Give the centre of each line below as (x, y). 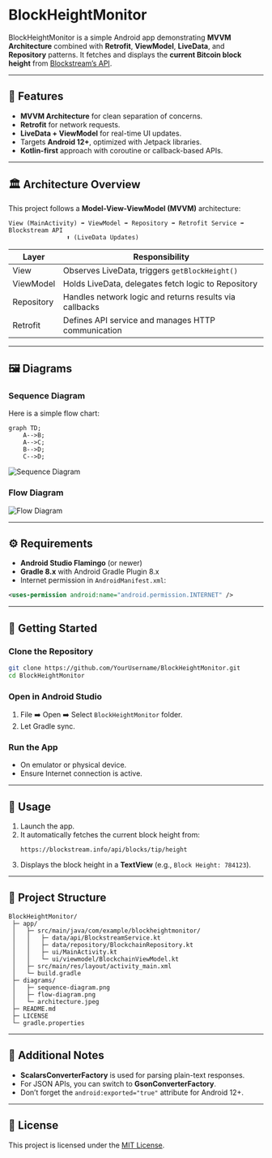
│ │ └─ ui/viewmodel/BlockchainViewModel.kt (96, 959)
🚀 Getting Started (53, 628)
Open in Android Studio (55, 696)
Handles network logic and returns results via (150, 296)
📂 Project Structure (57, 898)
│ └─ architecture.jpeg (55, 1001)
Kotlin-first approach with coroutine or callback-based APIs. (121, 150)
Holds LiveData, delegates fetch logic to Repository (160, 283)
